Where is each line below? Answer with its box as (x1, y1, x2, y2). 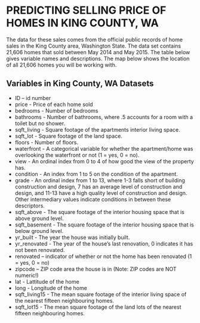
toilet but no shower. (14, 120, 66, 127)
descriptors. (14, 202, 45, 209)
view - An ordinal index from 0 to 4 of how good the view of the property (14, 157, 194, 164)
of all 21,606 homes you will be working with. (6, 61, 117, 69)
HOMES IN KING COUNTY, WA (6, 16, 159, 30)
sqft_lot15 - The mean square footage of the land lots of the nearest (14, 303, 181, 310)
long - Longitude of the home (14, 284, 88, 291)
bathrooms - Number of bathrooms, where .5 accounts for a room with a (14, 113, 193, 120)
